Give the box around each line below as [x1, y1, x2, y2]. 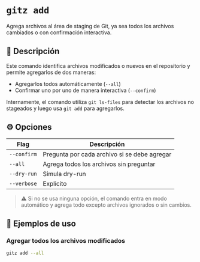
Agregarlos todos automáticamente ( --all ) [14, 80, 121, 87]
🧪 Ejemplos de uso [6, 218, 76, 228]
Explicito [43, 179, 67, 187]
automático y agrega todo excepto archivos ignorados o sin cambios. [20, 201, 192, 209]
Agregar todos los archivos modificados [6, 236, 126, 245]
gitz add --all [6, 250, 44, 257]
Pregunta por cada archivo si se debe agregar [43, 150, 172, 158]
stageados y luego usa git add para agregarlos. [6, 105, 125, 112]
